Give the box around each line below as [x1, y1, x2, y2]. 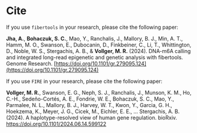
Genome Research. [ [6, 60, 56, 67]
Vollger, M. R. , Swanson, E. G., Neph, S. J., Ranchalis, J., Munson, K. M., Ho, [6, 89, 192, 96]
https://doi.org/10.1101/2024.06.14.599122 [6, 120, 107, 127]
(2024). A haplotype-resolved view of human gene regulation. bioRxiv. [6, 114, 178, 121]
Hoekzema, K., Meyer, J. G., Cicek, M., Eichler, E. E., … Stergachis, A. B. [6, 108, 180, 115]
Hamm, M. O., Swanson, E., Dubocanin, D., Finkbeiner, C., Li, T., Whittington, [6, 41, 192, 48]
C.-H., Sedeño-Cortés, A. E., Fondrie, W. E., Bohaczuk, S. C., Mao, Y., [6, 95, 175, 102]
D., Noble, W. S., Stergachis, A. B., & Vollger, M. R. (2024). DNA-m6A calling [6, 47, 191, 54]
